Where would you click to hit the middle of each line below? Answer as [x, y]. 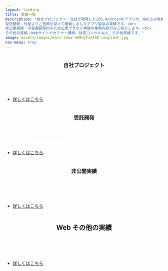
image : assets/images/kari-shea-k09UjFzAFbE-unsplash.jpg [67, 38]
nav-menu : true [21, 42]
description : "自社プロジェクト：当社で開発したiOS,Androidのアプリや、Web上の [81, 19]
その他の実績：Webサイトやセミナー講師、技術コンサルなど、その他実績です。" [74, 33]
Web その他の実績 [84, 227]
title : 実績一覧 [20, 14]
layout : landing [22, 10]
